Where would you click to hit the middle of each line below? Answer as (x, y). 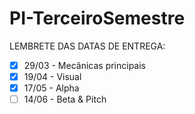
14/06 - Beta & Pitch (65, 99)
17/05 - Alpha (51, 88)
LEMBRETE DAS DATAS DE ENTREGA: (87, 46)
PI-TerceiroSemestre (97, 18)
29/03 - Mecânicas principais (85, 65)
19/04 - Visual (52, 76)
